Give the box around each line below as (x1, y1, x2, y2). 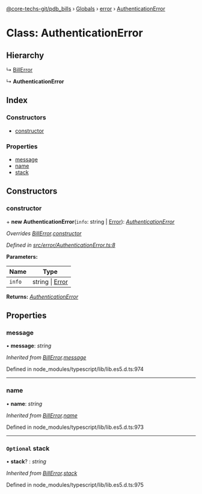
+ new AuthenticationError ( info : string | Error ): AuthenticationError (6, 218, 175, 225)
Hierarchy (6, 50, 44, 60)
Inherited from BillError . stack (6, 469, 78, 477)
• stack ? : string (6, 458, 47, 465)
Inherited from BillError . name (6, 411, 78, 419)
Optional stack (6, 444, 50, 452)
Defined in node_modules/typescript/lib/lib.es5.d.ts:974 (6, 366, 144, 373)
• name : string (6, 400, 43, 407)
